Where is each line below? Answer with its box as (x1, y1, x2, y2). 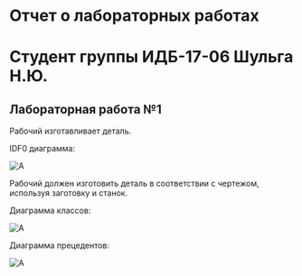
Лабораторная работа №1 (9, 101, 163, 117)
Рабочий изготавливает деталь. (9, 125, 132, 136)
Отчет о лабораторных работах (9, 5, 260, 26)
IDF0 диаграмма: (9, 143, 75, 154)
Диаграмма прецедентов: (9, 240, 110, 251)
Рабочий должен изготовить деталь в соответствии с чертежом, (9, 178, 260, 189)
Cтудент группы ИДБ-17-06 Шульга (9, 47, 294, 68)
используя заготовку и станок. (9, 188, 128, 198)
